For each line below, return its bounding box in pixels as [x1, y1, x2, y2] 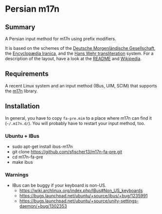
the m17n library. [5, 88, 38, 94]
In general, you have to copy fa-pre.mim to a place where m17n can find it [5, 115, 152, 121]
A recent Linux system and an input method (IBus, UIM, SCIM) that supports [5, 83, 157, 88]
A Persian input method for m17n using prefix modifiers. [5, 36, 116, 42]
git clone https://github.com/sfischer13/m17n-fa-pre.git [12, 149, 123, 154]
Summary [5, 23, 36, 31]
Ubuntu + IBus [5, 132, 40, 139]
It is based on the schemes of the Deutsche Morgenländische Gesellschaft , [5, 45, 156, 51]
